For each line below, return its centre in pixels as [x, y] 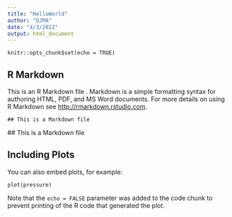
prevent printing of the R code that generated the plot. [86, 205]
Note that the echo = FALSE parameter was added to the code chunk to [110, 198]
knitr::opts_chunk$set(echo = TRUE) [61, 53]
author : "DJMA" [30, 20]
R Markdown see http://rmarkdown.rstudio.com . [77, 107]
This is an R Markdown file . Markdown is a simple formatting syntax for [112, 92]
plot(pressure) [30, 184]
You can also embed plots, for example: [65, 172]
